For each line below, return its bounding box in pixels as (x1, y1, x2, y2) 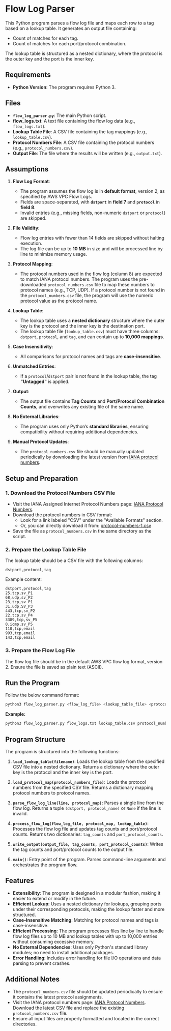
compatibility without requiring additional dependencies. (20, 429, 139, 435)
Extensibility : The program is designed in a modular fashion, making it (12, 890, 161, 896)
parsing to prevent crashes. (12, 960, 71, 966)
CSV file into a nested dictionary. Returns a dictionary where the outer (12, 764, 160, 770)
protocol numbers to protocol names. (12, 790, 91, 796)
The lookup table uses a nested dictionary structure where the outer (20, 317, 165, 323)
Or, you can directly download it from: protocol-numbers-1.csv (20, 522, 152, 529)
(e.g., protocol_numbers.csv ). (12, 144, 74, 151)
